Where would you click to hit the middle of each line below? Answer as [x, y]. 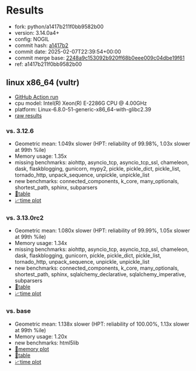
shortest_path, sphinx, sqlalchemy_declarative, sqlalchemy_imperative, [100, 274]
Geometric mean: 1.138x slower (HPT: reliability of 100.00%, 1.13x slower [102, 324]
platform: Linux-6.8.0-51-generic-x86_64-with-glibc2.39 [83, 109]
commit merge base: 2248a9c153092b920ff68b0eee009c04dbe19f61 [99, 58]
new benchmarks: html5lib [47, 343]
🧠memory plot [32, 349]
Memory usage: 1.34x [41, 243]
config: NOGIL [32, 39]
